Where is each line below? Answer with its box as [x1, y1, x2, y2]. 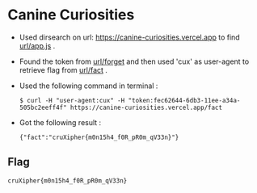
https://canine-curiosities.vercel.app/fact [70, 103, 223, 111]
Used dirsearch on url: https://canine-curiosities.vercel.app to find [19, 32, 240, 42]
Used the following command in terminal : [19, 81, 158, 90]
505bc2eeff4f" [19, 103, 67, 111]
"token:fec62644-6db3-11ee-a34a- [128, 96, 241, 104]
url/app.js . [19, 40, 56, 50]
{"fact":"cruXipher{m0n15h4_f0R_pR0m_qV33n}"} [19, 133, 179, 141]
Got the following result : [19, 117, 102, 127]
